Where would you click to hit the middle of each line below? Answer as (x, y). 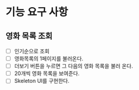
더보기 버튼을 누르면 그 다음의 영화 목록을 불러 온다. (73, 66)
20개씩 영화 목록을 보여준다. (47, 73)
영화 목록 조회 (29, 36)
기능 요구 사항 (37, 12)
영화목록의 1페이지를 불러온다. (49, 59)
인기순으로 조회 (32, 51)
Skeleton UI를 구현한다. (42, 81)
